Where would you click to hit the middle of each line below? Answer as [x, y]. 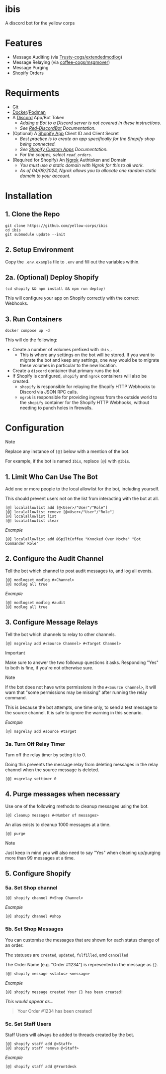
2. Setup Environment [39, 250]
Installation [29, 196]
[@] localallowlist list [31, 516]
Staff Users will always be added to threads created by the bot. [70, 1035]
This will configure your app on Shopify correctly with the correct [72, 298]
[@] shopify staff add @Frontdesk [41, 1067]
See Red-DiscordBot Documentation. [58, 128]
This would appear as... [29, 1001]
